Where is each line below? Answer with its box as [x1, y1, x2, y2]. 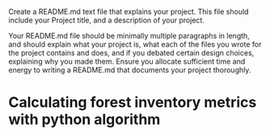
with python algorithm [8, 110, 161, 129]
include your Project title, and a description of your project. [8, 15, 205, 25]
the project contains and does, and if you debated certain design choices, [8, 48, 255, 57]
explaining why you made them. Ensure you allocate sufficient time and [8, 56, 246, 66]
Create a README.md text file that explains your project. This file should [8, 7, 249, 16]
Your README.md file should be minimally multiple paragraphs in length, [8, 31, 251, 40]
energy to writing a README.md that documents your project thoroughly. [8, 65, 251, 75]
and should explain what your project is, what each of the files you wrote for [8, 39, 262, 49]
